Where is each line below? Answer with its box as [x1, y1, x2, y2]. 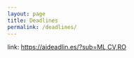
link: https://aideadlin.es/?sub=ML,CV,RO [7, 43, 127, 52]
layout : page [7, 10, 46, 18]
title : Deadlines [7, 17, 59, 24]
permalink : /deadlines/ [7, 23, 78, 30]
